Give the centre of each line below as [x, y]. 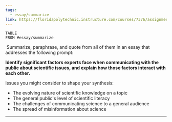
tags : [11, 10]
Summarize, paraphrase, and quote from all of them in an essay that [78, 47]
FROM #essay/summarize [29, 38]
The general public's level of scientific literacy [61, 98]
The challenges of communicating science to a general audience [81, 104]
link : [11, 19]
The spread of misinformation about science [59, 109]
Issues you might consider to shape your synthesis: [60, 83]
